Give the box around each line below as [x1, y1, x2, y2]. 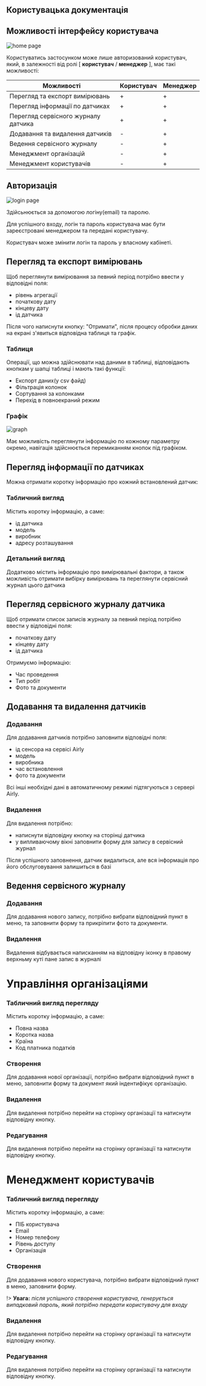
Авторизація [6, 180, 57, 191]
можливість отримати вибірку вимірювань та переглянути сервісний [6, 575, 188, 582]
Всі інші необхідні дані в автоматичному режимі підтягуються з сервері [6, 784, 195, 791]
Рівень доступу [15, 1240, 56, 1248]
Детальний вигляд [6, 554, 66, 563]
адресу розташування [15, 539, 74, 546]
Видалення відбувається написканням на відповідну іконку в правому [6, 948, 191, 956]
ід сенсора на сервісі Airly [15, 746, 85, 753]
